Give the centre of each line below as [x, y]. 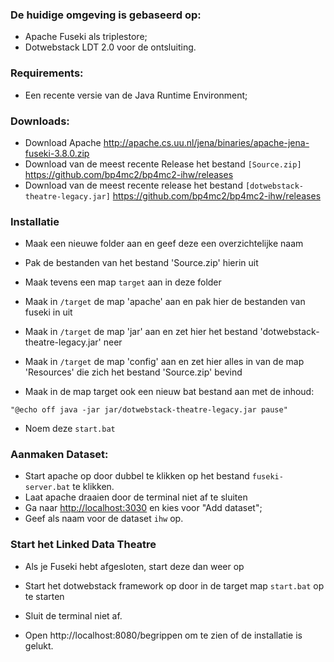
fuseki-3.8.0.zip [57, 153]
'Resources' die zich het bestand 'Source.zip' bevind [133, 372]
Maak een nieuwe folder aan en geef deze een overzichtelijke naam [164, 244]
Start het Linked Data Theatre [83, 545]
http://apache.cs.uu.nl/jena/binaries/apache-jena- [206, 142]
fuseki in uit [48, 312]
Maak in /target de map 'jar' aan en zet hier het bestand [141, 332]
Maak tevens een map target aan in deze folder [123, 282]
